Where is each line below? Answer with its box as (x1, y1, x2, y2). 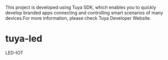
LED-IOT (5, 49, 23, 55)
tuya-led (5, 33, 42, 45)
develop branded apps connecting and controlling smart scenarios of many (5, 10, 163, 16)
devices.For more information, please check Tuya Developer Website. (5, 15, 151, 21)
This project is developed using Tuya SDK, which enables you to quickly (5, 5, 156, 10)
